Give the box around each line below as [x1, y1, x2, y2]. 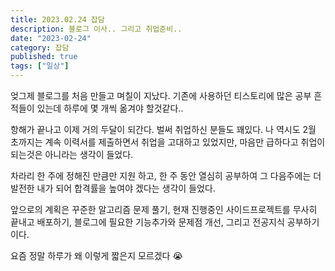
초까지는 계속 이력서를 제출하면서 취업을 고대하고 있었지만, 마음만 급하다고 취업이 [10, 136, 326, 148]
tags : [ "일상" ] [10, 61, 70, 71]
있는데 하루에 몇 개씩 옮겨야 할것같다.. [36, 102, 184, 114]
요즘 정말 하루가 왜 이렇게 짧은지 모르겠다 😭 [10, 250, 183, 261]
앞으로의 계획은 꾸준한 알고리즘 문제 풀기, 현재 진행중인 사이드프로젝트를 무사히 [10, 204, 318, 215]
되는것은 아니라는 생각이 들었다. [10, 149, 134, 160]
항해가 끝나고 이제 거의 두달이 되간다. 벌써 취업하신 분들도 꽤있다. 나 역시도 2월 [10, 124, 317, 135]
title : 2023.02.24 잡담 [10, 14, 105, 25]
